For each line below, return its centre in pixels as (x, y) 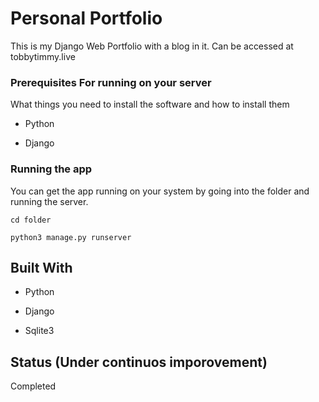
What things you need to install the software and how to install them (150, 104)
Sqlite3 (39, 331)
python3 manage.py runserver (71, 237)
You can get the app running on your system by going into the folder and (160, 191)
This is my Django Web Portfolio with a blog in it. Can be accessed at (152, 46)
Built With (41, 267)
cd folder (31, 220)
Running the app (51, 169)
